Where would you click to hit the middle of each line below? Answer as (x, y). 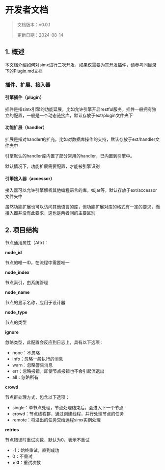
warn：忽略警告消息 (32, 365)
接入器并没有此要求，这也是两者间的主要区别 (50, 213)
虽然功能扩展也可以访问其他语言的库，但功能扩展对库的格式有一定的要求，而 (82, 207)
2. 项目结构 (22, 230)
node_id (14, 253)
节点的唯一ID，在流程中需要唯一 (37, 262)
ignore (12, 332)
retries (12, 430)
